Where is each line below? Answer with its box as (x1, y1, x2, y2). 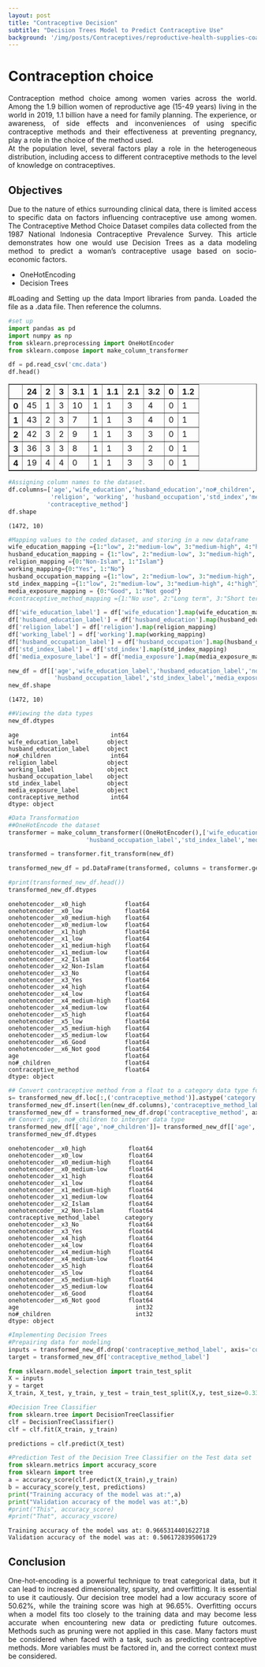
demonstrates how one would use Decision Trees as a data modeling (8, 238, 257, 247)
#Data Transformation (8, 814, 80, 822)
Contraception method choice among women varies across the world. (8, 94, 257, 103)
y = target (8, 1382, 44, 1390)
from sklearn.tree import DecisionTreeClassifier (8, 1411, 175, 1419)
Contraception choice (8, 68, 154, 85)
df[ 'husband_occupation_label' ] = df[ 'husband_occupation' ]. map (8, 638, 224, 646)
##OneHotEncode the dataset (8, 821, 101, 829)
